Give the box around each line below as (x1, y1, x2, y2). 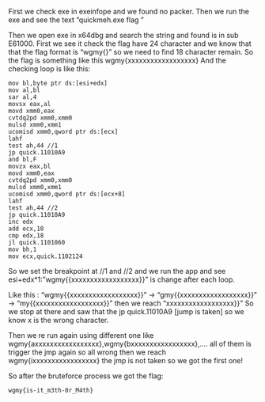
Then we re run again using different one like (8, 331, 154, 339)
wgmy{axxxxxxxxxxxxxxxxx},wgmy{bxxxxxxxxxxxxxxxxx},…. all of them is (8, 339, 252, 348)
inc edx (8, 218, 34, 226)
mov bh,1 (8, 245, 37, 253)
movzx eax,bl (8, 162, 51, 170)
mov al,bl (8, 86, 41, 94)
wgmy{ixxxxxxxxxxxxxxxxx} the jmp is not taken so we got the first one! (8, 356, 244, 365)
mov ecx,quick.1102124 (8, 252, 83, 260)
